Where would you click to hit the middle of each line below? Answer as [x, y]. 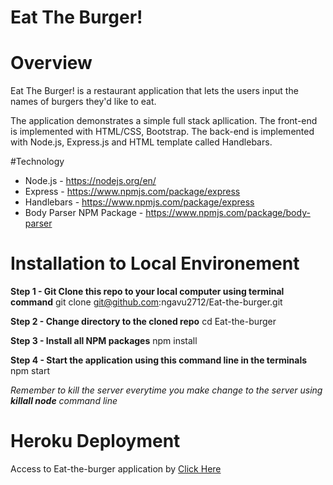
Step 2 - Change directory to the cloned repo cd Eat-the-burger [143, 322]
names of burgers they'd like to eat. [83, 102]
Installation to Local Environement [155, 263]
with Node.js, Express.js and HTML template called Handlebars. [141, 142]
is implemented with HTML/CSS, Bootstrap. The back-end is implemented [162, 132]
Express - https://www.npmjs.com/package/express [132, 192]
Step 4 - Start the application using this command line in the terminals [159, 360]
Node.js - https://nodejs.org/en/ [90, 181]
